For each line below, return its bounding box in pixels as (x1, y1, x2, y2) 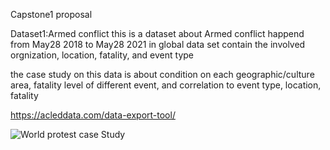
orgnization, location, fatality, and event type (10, 49, 194, 61)
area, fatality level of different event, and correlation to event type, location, (10, 79, 322, 91)
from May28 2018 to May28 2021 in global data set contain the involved (10, 39, 306, 50)
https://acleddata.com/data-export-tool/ (10, 109, 176, 121)
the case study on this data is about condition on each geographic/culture (10, 69, 315, 80)
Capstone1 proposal (10, 9, 93, 20)
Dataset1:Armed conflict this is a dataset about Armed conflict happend (10, 28, 305, 39)
